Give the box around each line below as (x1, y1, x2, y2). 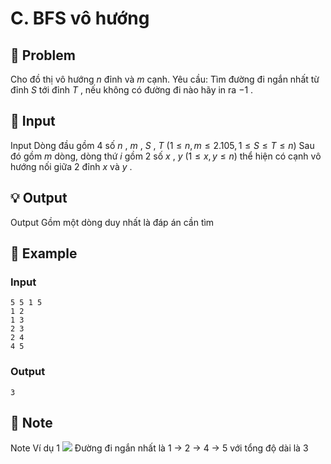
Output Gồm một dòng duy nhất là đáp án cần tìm (10, 216, 215, 228)
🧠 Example (10, 245, 78, 262)
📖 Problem (10, 47, 76, 64)
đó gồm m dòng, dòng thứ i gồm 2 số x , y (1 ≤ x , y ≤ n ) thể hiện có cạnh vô (10, 150, 322, 162)
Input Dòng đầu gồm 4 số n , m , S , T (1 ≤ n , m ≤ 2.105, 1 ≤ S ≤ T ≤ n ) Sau (10, 139, 315, 151)
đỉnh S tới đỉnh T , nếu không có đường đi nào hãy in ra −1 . (10, 84, 254, 96)
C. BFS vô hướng (10, 7, 150, 30)
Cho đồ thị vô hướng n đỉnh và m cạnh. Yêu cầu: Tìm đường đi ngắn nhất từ (10, 73, 320, 85)
